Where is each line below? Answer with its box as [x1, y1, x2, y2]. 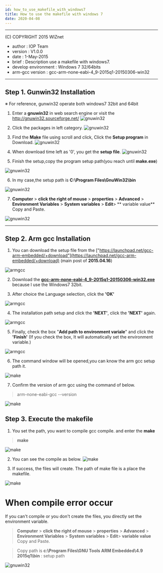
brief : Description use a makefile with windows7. [12, 59, 110, 65]
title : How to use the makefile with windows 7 [5, 12, 103, 17]
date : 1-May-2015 [12, 54, 49, 60]
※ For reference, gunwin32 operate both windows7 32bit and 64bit [5, 101, 139, 107]
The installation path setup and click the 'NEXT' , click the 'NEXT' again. [12, 310, 156, 316]
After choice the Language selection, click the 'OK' [12, 291, 114, 297]
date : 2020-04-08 [5, 16, 40, 21]
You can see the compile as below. [12, 456, 81, 462]
